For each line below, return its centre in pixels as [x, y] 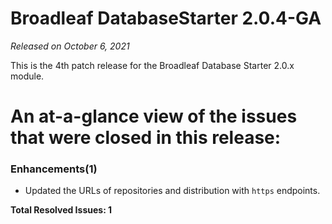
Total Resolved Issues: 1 [61, 210]
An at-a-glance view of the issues [154, 116]
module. [27, 76]
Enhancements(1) [54, 169]
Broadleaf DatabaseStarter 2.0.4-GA [166, 18]
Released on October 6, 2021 [70, 46]
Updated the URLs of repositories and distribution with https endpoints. [172, 191]
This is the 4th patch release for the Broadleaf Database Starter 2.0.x [152, 65]
